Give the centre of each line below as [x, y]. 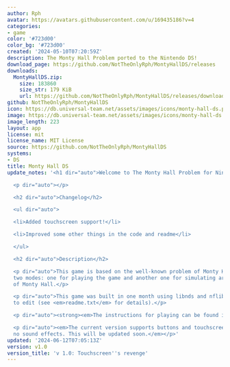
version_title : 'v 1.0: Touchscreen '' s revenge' [78, 353]
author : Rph [24, 13]
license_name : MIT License [46, 141]
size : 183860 [38, 84]
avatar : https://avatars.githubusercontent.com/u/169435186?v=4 [101, 20]
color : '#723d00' [32, 39]
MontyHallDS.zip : [38, 77]
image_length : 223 [33, 122]
